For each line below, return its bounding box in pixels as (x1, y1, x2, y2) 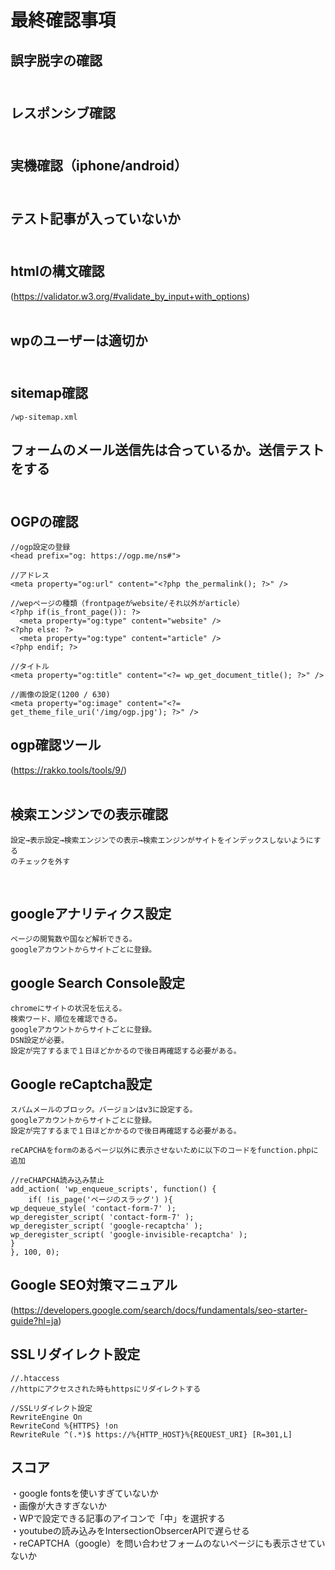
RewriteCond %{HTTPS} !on (10, 1421, 118, 1431)
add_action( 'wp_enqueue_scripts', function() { (10, 1184, 217, 1195)
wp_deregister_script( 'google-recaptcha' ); (10, 1221, 203, 1231)
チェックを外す (17, 856, 71, 866)
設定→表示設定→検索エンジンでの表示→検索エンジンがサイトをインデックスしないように (10, 835, 314, 845)
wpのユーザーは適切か (10, 332, 148, 349)
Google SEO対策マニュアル (10, 1277, 178, 1294)
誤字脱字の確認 (10, 52, 103, 69)
